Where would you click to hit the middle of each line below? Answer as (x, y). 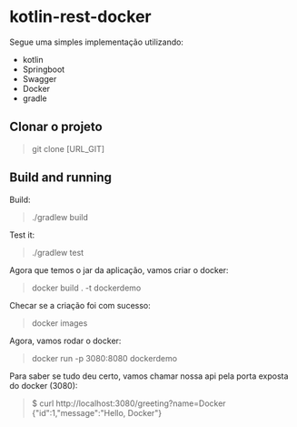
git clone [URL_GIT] (68, 148)
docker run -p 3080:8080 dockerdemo (104, 358)
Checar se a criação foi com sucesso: (80, 305)
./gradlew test (58, 252)
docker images (59, 323)
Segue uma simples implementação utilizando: (97, 42)
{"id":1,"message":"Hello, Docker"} (97, 412)
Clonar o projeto (56, 127)
